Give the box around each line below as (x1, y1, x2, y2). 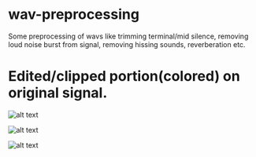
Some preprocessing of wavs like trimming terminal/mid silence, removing (8, 31, 249, 41)
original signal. (8, 84, 108, 102)
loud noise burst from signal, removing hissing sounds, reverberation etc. (8, 39, 246, 49)
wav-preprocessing (8, 5, 140, 24)
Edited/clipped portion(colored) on (8, 68, 240, 86)
